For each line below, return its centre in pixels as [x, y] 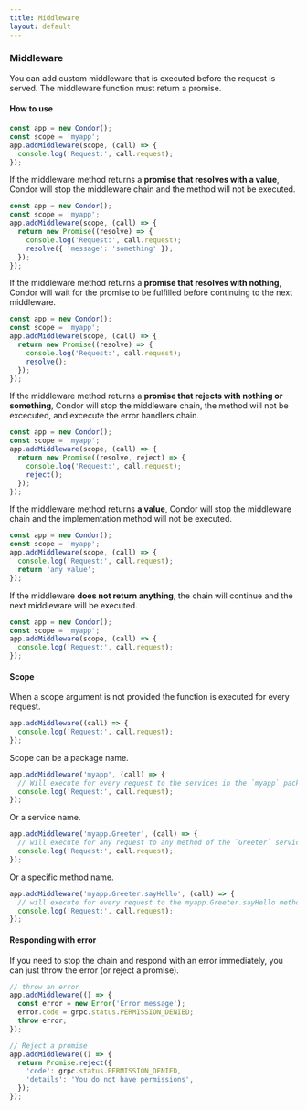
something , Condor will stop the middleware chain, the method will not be [149, 406]
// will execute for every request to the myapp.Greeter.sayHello [147, 902]
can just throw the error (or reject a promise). [95, 970]
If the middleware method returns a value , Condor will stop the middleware [151, 509]
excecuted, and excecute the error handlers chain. [104, 416]
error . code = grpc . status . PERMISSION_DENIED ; [106, 1012]
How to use [31, 109]
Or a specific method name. [62, 877]
